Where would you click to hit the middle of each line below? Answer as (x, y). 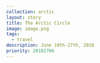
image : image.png (28, 28)
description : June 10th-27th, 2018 (50, 46)
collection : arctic (30, 12)
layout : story (24, 17)
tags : (13, 34)
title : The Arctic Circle (38, 23)
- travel (22, 40)
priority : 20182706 (30, 51)
